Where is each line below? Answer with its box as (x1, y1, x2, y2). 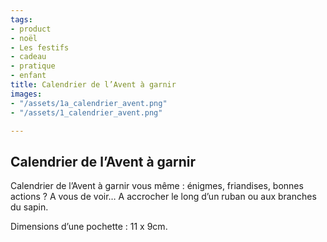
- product (10, 24, 52, 34)
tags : (10, 14, 33, 25)
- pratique (10, 61, 56, 71)
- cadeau (10, 52, 47, 62)
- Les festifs (10, 42, 70, 53)
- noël (10, 33, 38, 43)
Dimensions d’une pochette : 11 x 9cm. (10, 221, 168, 233)
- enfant (10, 71, 47, 81)
